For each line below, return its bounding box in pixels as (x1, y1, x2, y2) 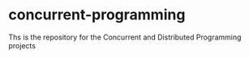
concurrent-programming (8, 6, 186, 24)
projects (8, 40, 36, 50)
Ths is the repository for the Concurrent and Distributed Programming (8, 32, 242, 42)
